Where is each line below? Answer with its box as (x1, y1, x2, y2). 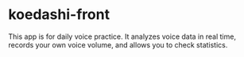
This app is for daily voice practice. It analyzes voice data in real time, (8, 32, 237, 41)
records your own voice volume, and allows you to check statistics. (8, 40, 228, 49)
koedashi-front (8, 6, 110, 24)
